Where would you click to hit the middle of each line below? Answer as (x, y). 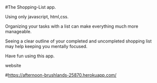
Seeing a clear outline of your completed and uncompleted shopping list (78, 41)
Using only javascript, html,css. (37, 17)
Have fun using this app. (30, 56)
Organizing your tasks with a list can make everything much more (72, 26)
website (13, 65)
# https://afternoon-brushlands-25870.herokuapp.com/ (61, 75)
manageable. (19, 31)
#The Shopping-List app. (31, 7)
